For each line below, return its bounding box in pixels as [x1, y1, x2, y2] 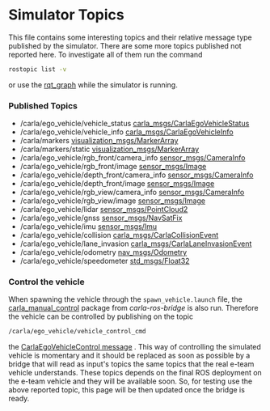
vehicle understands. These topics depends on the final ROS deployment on [8, 368, 263, 378]
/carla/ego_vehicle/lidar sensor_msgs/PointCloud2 [19, 205, 188, 214]
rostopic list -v [8, 65, 67, 74]
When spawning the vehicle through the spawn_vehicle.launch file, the [8, 294, 243, 304]
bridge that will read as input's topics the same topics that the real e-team [8, 359, 255, 369]
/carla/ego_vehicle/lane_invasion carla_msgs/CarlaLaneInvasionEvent [19, 239, 252, 248]
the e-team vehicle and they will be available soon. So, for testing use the [8, 376, 253, 386]
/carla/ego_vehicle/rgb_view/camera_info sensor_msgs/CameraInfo [19, 188, 245, 197]
